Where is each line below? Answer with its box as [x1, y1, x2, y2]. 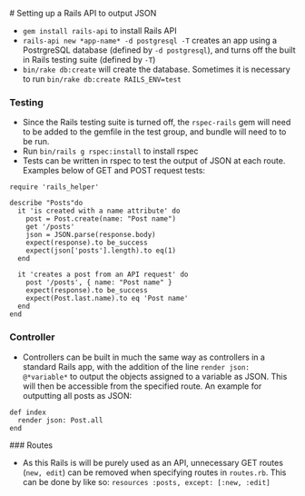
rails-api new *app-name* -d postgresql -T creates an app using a [22, 35, 278, 45]
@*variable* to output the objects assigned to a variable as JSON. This [22, 371, 288, 382]
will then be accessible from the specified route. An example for [22, 381, 262, 392]
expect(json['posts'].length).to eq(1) [25, 246, 177, 255]
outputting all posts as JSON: [22, 390, 133, 401]
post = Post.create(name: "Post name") [25, 214, 177, 223]
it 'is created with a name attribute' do [17, 206, 181, 216]
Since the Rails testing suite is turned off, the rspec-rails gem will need [22, 117, 291, 128]
